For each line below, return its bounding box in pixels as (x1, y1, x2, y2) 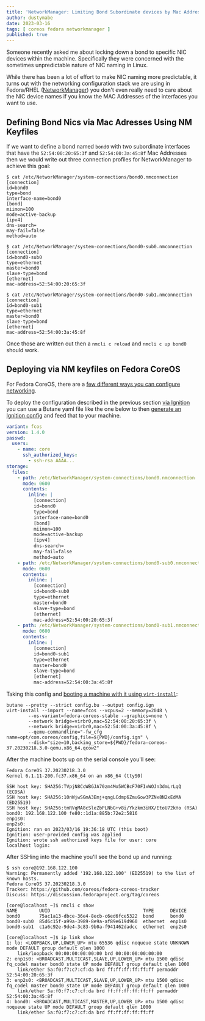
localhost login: (6, 842, 51, 849)
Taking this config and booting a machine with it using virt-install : (6, 690, 178, 698)
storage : (6, 463, 29, 470)
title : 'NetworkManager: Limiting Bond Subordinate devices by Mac (6, 9, 182, 15)
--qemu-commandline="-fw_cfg (28, 729, 103, 735)
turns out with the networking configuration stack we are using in (6, 80, 171, 87)
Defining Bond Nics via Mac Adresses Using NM (6, 117, 192, 127)
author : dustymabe (6, 15, 53, 21)
